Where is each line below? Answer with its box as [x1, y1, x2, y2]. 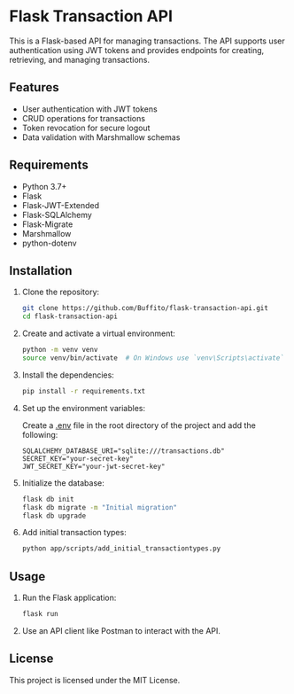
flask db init [21, 495, 74, 503]
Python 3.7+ [21, 181, 67, 191]
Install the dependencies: [21, 370, 115, 380]
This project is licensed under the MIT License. [9, 675, 181, 685]
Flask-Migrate [21, 219, 73, 230]
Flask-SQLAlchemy [21, 209, 93, 220]
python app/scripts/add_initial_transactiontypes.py [21, 544, 221, 553]
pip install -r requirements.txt [21, 386, 146, 395]
